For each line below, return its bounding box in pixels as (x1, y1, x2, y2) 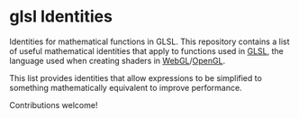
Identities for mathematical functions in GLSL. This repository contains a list (9, 36, 290, 47)
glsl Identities (9, 6, 113, 27)
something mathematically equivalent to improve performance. (9, 82, 242, 93)
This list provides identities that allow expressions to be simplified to (9, 72, 263, 83)
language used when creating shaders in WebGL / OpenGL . (9, 55, 226, 66)
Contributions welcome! (9, 99, 98, 110)
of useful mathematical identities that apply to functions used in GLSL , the (9, 45, 284, 56)
